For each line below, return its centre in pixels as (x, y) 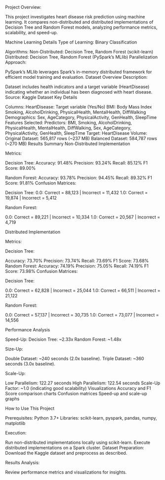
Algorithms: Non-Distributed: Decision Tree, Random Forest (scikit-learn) (79, 52)
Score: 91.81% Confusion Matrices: (41, 183)
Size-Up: (14, 349)
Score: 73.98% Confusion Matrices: (41, 271)
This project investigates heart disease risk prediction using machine (75, 17)
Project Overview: (23, 7)
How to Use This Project (30, 408)
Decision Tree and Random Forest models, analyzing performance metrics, (81, 27)
